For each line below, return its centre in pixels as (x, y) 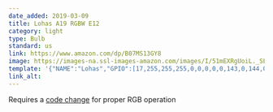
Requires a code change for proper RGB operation (92, 99)
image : (19, 62)
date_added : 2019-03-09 (49, 16)
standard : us (30, 46)
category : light (36, 31)
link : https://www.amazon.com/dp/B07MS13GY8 (85, 54)
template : (25, 69)
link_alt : (25, 76)
